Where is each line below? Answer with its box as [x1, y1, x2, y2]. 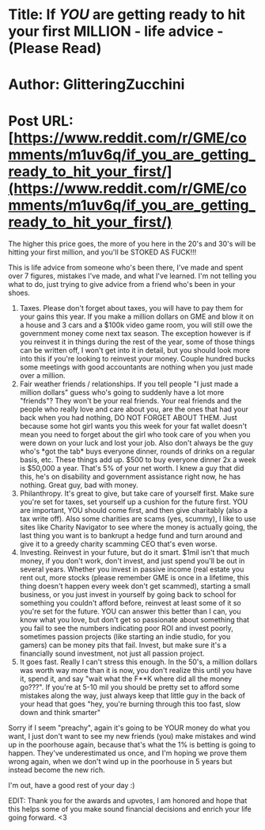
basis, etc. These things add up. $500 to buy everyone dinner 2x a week [19, 455, 257, 465]
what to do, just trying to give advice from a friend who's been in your [8, 280, 236, 289]
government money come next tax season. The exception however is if [19, 329, 252, 339]
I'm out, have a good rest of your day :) [8, 781, 135, 790]
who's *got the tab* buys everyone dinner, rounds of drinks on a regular [19, 446, 256, 457]
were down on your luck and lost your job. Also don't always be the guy [19, 438, 253, 448]
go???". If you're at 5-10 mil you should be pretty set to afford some [19, 683, 240, 692]
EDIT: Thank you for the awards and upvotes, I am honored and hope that [8, 796, 248, 805]
